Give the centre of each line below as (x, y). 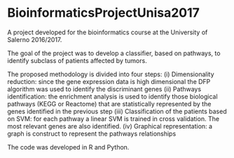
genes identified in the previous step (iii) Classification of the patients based (117, 111)
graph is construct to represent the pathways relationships (92, 134)
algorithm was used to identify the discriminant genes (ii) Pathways (104, 89)
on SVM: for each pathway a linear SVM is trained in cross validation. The (113, 118)
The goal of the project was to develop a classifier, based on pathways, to (114, 53)
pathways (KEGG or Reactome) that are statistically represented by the (109, 103)
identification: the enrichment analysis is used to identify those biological (113, 96)
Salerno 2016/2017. (35, 39)
